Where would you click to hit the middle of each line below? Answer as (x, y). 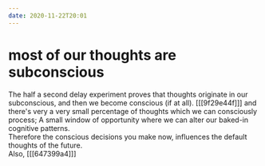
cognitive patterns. (39, 128)
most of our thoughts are (93, 55)
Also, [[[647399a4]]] (42, 153)
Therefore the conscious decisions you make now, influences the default (128, 136)
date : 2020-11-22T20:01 (48, 16)
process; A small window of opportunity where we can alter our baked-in (129, 120)
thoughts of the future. (45, 145)
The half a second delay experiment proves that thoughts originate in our (129, 94)
